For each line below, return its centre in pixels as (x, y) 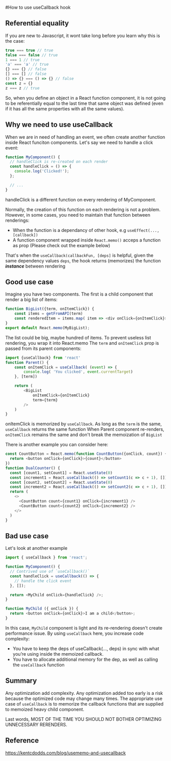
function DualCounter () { (33, 468)
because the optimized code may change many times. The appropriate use (84, 698)
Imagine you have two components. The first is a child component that (79, 294)
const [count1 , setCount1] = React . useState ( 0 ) (61, 473)
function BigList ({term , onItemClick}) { (50, 309)
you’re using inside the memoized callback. (58, 654)
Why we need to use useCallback (59, 125)
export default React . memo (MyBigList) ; (48, 328)
